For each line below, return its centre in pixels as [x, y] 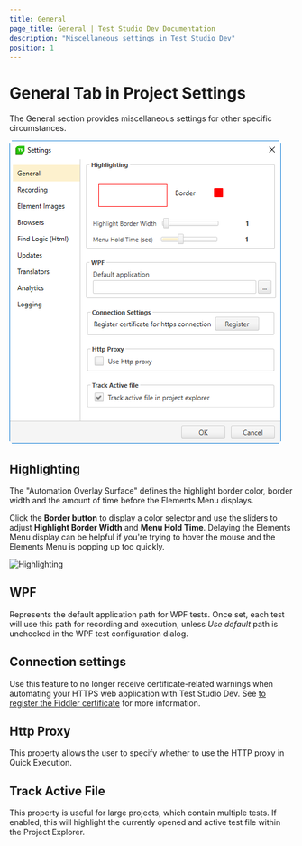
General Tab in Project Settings [128, 94]
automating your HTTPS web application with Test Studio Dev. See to [138, 693]
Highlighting [45, 469]
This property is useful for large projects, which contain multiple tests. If [143, 813]
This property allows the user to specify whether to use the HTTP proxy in [147, 753]
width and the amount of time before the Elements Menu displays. [132, 500]
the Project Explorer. [47, 832]
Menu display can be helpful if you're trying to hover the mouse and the [142, 537]
